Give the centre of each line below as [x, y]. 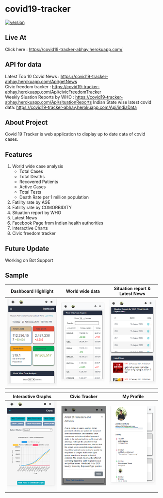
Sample [17, 275]
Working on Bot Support [29, 260]
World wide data [83, 291]
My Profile [133, 397]
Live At [16, 38]
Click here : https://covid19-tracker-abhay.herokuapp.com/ [64, 49]
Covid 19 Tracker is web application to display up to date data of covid [75, 134]
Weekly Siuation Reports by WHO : [40, 97]
